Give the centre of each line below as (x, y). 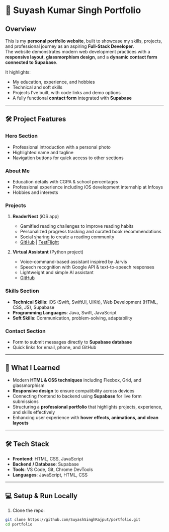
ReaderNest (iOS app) (36, 217)
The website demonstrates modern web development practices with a (78, 52)
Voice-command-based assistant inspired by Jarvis (73, 262)
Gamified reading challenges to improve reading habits (77, 226)
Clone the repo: (29, 510)
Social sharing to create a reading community (67, 237)
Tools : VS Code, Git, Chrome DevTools (53, 469)
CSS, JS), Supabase (33, 307)
